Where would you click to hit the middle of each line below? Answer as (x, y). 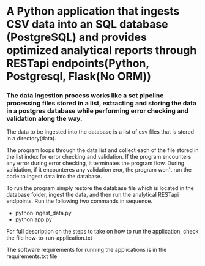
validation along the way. (44, 119)
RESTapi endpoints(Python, (78, 63)
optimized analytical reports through (102, 51)
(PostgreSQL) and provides (76, 37)
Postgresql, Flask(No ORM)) (79, 76)
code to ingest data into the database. (54, 177)
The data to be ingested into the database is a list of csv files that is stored (100, 132)
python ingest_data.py (43, 213)
